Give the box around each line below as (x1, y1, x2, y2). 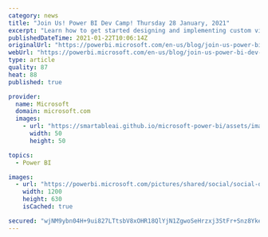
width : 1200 (22, 188, 62, 196)
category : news (8, 11, 59, 20)
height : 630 (22, 196, 62, 204)
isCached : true (22, 203, 73, 211)
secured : (8, 216, 37, 225)
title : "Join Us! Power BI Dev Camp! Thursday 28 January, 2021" (8, 19, 230, 27)
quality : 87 (8, 64, 48, 72)
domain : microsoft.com (15, 107, 91, 115)
